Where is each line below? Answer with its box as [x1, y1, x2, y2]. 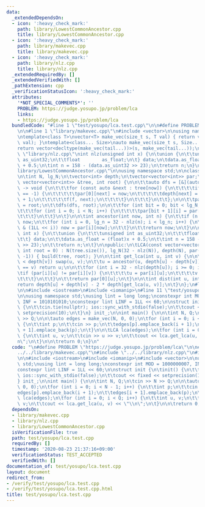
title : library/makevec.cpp [17, 49, 88, 55]
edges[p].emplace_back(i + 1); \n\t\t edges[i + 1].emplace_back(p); [17, 389, 192, 396]
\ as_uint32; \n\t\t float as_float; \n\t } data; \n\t [17, 156, 168, 162]
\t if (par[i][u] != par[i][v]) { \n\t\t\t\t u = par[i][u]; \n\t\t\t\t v [17, 270, 198, 277]
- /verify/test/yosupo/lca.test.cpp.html [6, 486, 113, 492]
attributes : [12, 94, 43, 100]
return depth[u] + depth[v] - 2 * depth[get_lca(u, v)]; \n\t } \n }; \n [17, 282, 195, 288]
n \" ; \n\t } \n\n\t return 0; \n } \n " [17, 338, 99, 345]
